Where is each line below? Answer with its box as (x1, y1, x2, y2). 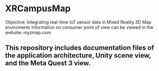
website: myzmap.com (5, 29, 51, 35)
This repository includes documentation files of (5, 44, 154, 52)
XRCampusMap (5, 3, 71, 14)
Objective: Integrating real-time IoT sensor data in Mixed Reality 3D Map (5, 19, 152, 25)
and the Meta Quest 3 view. (5, 59, 91, 68)
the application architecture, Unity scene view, (5, 51, 152, 60)
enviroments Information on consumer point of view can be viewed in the (5, 24, 154, 30)
